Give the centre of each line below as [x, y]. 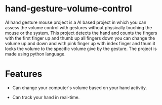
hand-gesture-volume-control [69, 9]
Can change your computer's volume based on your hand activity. [80, 88]
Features [24, 74]
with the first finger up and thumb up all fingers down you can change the [80, 38]
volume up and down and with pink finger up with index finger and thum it [80, 43]
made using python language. [35, 54]
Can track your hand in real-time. [46, 97]
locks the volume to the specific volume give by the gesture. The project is [81, 49]
